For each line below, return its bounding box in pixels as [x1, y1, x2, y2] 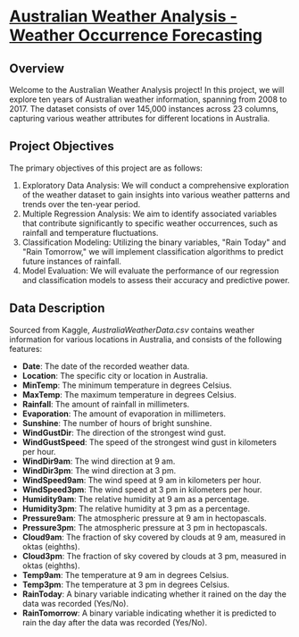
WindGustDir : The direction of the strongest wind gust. [21, 427, 226, 438]
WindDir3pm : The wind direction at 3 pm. [21, 465, 177, 475]
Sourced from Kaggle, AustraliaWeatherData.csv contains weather [9, 324, 255, 335]
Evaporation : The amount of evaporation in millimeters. [21, 408, 226, 419]
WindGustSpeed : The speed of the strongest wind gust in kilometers [21, 436, 277, 448]
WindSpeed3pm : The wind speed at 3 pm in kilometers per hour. [21, 484, 262, 495]
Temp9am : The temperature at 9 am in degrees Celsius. [21, 569, 229, 580]
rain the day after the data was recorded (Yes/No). [21, 616, 208, 627]
